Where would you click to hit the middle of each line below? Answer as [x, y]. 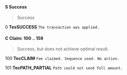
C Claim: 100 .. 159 [24, 38]
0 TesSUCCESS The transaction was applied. [52, 27]
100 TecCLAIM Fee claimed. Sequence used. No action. [62, 58]
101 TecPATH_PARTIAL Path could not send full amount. [64, 68]
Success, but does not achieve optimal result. [63, 49]
